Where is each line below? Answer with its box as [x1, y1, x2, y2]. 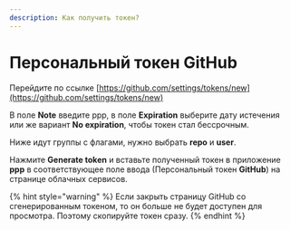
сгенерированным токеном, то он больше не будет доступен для [9, 200, 263, 211]
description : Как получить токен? [9, 13, 140, 23]
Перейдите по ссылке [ [9, 82, 100, 93]
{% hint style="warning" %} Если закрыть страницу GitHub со [9, 191, 246, 202]
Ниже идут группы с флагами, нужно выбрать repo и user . [9, 137, 237, 148]
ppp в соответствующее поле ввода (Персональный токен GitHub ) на [9, 164, 281, 175]
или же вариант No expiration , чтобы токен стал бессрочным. [9, 119, 249, 129]
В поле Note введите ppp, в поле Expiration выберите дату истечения [9, 110, 281, 120]
